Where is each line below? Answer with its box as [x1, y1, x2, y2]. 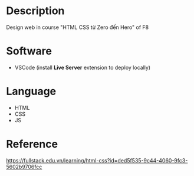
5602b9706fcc [6, 163, 42, 170]
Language [6, 84, 57, 98]
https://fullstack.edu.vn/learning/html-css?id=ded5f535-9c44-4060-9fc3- [6, 157, 188, 164]
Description [6, 4, 65, 18]
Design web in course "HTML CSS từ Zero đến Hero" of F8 [6, 24, 149, 31]
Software [6, 44, 52, 58]
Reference [6, 138, 58, 151]
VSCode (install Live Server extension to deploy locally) [14, 64, 151, 71]
